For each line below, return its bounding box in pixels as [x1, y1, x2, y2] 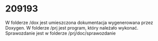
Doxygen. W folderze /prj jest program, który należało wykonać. [5, 24, 139, 30]
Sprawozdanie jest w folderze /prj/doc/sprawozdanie [5, 30, 116, 36]
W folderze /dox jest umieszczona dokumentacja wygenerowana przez [5, 19, 153, 25]
